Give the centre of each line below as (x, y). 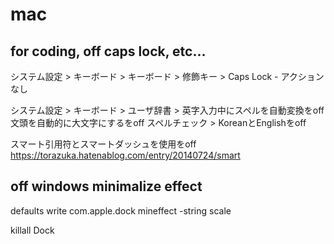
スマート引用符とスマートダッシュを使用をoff (103, 144)
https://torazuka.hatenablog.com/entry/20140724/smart (125, 155)
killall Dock (32, 230)
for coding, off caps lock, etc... (108, 51)
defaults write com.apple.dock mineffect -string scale (121, 210)
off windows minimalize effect (106, 186)
